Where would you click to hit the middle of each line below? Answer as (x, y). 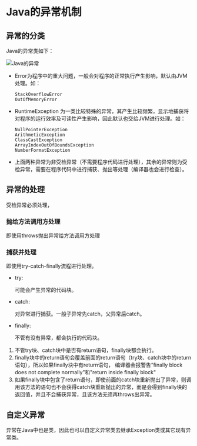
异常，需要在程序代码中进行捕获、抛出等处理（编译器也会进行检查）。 (103, 169)
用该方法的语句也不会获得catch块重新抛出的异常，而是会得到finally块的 (101, 387)
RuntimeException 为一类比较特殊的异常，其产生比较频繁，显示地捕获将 (102, 111)
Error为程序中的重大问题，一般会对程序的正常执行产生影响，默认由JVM (101, 76)
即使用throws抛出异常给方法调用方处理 (53, 235)
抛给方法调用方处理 (33, 221)
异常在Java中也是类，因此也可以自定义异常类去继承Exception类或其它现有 (96, 430)
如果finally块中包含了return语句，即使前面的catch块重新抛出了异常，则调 (103, 380)
